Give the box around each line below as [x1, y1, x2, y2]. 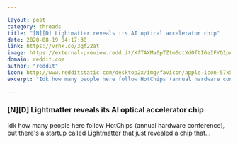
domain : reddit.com [7, 56, 65, 64]
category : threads [7, 23, 62, 30]
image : [7, 49, 27, 56]
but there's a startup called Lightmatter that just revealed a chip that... [7, 128, 211, 137]
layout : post [7, 16, 46, 23]
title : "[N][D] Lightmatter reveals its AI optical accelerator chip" [7, 30, 220, 37]
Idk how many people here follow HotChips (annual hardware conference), [7, 121, 225, 129]
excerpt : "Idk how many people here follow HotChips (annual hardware [7, 76, 220, 83]
